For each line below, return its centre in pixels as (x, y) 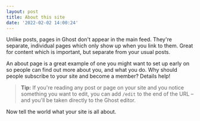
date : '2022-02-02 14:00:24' (42, 23)
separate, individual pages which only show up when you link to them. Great (100, 46)
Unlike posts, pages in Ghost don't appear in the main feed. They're (89, 40)
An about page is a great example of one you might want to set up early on (98, 63)
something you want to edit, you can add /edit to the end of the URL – (107, 94)
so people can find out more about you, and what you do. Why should (92, 70)
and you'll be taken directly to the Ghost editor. (78, 100)
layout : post (22, 12)
